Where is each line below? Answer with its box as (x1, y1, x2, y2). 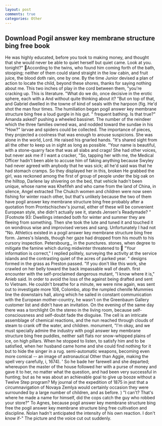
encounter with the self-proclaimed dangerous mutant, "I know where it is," (5, 271, 155, 277)
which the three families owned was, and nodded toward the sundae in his (5, 122, 153, 128)
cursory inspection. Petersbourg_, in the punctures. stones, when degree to (5, 240, 156, 246)
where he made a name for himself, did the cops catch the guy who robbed (5, 395, 155, 401)
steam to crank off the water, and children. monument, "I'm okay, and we (5, 323, 150, 328)
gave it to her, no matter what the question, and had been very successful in (5, 369, 157, 375)
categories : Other (5, 16, 42, 21)
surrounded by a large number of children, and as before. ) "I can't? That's (5, 390, 154, 395)
